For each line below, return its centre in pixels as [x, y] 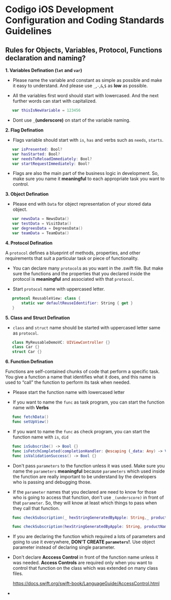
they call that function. [36, 508]
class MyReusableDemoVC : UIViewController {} [61, 342]
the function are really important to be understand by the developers [84, 476]
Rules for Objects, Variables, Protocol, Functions [84, 50]
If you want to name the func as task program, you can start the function [89, 402]
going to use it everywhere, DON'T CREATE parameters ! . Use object [84, 542]
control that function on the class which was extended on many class [85, 568]
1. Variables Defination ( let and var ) [44, 70]
